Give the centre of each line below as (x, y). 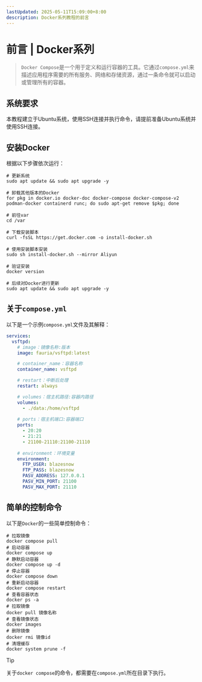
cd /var (16, 221)
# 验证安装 (18, 267)
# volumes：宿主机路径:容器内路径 (55, 397)
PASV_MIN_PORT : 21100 (49, 482)
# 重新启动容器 (23, 583)
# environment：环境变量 (46, 453)
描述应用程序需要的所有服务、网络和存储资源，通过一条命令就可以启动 (108, 75)
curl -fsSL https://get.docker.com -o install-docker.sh (79, 238)
